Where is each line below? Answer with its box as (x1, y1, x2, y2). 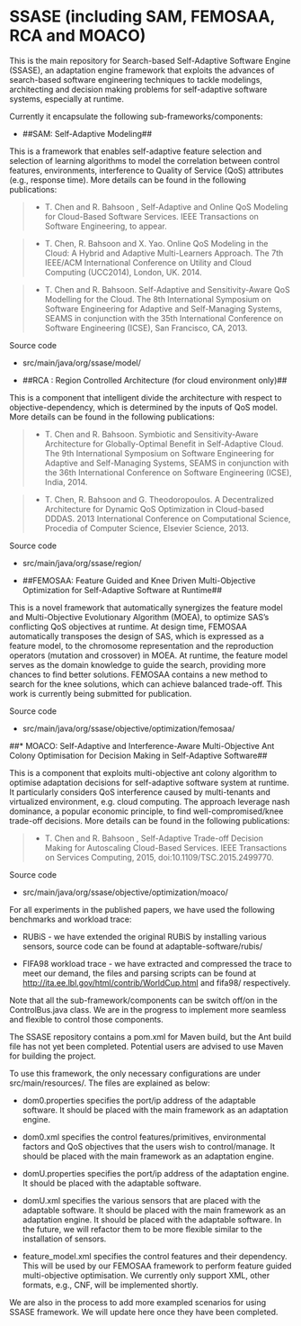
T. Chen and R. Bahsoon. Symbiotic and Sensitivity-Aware (44, 428, 259, 439)
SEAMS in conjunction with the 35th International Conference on (44, 312, 284, 323)
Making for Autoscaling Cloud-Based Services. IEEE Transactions (44, 842, 288, 852)
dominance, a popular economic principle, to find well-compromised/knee (9, 806, 284, 816)
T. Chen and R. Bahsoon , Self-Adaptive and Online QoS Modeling (44, 201, 289, 212)
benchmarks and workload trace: (9, 914, 132, 925)
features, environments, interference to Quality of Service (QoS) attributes (9, 165, 284, 176)
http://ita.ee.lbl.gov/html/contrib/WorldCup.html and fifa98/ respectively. (22, 977, 291, 988)
